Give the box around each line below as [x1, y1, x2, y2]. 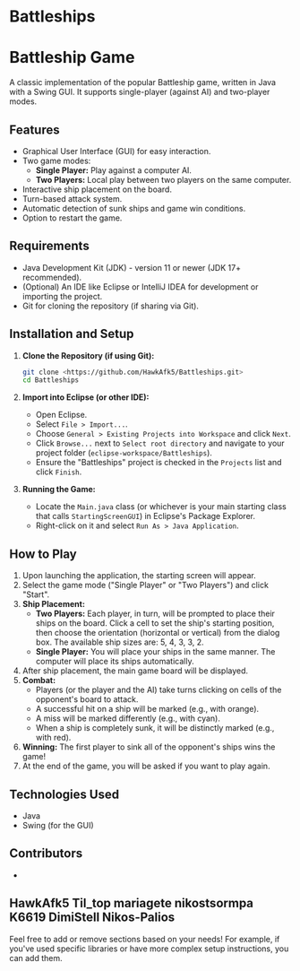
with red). [35, 733, 72, 743]
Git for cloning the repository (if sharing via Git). [21, 300, 200, 311]
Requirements [9, 238, 90, 254]
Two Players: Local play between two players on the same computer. [35, 174, 292, 185]
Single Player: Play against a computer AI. [35, 164, 193, 176]
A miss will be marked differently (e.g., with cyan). [35, 713, 221, 724]
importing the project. [21, 290, 103, 301]
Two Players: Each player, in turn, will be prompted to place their [35, 608, 276, 620]
